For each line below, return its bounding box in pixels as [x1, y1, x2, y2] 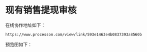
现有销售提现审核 [5, 4, 77, 16]
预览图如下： [5, 41, 32, 47]
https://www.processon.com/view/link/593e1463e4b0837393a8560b [5, 32, 142, 37]
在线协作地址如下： [5, 22, 46, 28]
